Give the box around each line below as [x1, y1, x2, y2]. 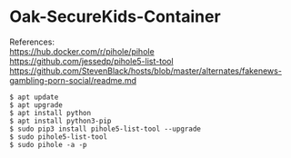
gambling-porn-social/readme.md [9, 74, 137, 85]
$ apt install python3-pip [9, 116, 112, 125]
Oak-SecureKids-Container [9, 6, 221, 27]
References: [9, 36, 55, 47]
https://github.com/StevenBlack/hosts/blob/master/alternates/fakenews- [9, 65, 282, 76]
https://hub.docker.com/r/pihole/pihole [9, 45, 155, 56]
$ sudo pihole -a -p [9, 140, 88, 149]
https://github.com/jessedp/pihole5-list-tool [9, 55, 175, 66]
